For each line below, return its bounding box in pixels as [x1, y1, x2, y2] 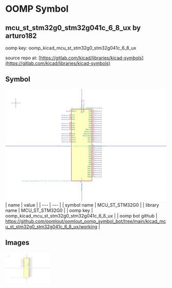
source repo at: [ [5, 55, 40, 61]
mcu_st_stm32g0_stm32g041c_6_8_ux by [5, 23, 141, 32]
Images [5, 238, 30, 247]
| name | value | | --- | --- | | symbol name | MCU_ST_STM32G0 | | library [5, 202, 160, 208]
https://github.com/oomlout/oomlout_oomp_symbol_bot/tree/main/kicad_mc [5, 218, 166, 224]
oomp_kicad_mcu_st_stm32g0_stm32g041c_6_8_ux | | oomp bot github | [5, 212, 158, 219]
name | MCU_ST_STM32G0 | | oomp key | [5, 207, 93, 213]
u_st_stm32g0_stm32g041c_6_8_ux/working [5, 223, 98, 230]
